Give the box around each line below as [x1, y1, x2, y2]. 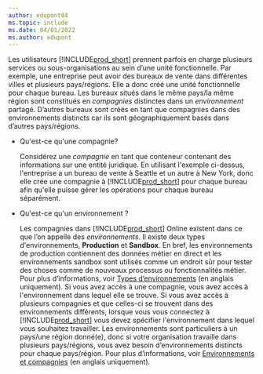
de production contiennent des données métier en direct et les [19, 249, 222, 259]
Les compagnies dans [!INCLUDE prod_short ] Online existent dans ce [19, 224, 243, 234]
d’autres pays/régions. [8, 122, 81, 131]
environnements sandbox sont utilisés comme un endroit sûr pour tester [19, 257, 253, 267]
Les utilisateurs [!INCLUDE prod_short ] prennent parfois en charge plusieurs [8, 55, 253, 64]
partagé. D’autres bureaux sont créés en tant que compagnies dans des [8, 105, 241, 114]
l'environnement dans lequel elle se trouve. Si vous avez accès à [19, 291, 229, 300]
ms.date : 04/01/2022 [8, 26, 76, 34]
